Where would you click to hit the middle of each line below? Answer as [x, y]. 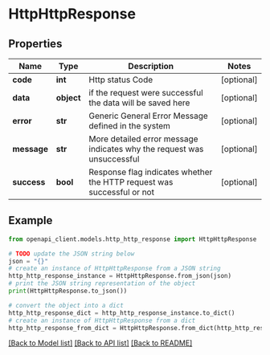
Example [31, 220]
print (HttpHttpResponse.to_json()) [68, 291]
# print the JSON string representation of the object [102, 284]
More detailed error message [143, 139]
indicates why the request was [146, 149]
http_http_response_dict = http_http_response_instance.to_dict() [122, 313]
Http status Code [121, 80]
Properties [35, 44]
